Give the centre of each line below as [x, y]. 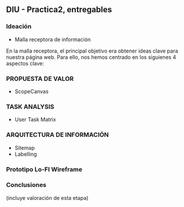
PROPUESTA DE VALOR [40, 78]
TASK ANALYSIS [30, 107]
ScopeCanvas [31, 91]
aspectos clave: [25, 63]
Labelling [26, 154]
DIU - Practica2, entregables [59, 10]
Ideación [19, 27]
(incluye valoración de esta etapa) [47, 198]
